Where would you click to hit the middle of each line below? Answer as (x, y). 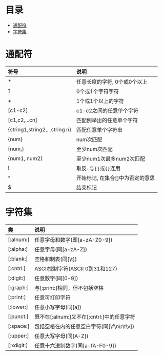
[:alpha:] (18, 249)
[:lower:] (18, 307)
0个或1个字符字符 (98, 91)
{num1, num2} (25, 158)
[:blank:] (18, 259)
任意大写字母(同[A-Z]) (61, 336)
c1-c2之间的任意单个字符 (107, 110)
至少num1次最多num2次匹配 (111, 159)
